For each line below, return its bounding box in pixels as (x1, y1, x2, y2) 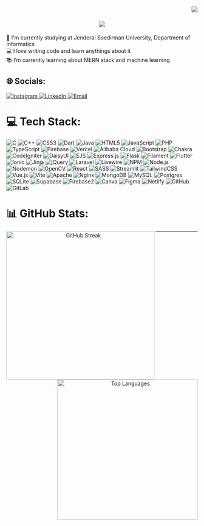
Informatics (6, 40, 35, 47)
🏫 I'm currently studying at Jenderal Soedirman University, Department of (6, 33, 191, 41)
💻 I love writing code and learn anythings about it (6, 47, 131, 54)
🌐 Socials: (6, 76, 46, 87)
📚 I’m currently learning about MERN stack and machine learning (6, 56, 170, 63)
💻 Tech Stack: (6, 115, 81, 128)
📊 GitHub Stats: (6, 207, 89, 220)
